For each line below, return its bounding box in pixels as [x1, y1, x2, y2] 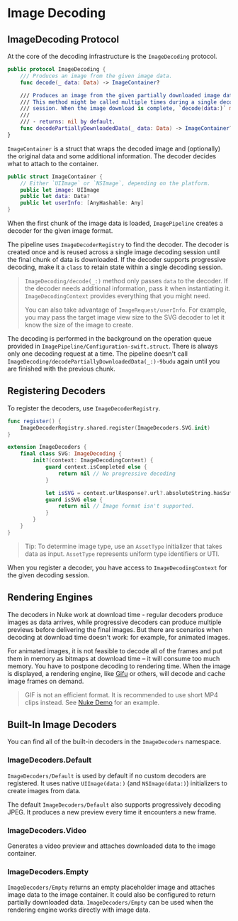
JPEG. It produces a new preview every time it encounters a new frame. [7, 807, 217, 816]
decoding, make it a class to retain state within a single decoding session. [7, 263, 223, 271]
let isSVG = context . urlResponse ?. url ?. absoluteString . [45, 489, 214, 496]
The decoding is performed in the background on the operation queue [7, 334, 212, 342]
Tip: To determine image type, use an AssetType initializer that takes [24, 542, 222, 550]
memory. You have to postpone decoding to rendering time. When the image [7, 662, 232, 670]
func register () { [7, 418, 62, 425]
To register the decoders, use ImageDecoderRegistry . [7, 403, 161, 413]
